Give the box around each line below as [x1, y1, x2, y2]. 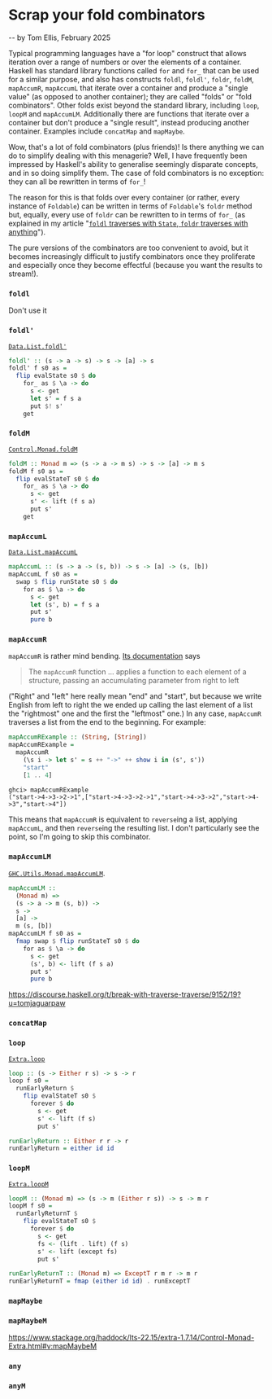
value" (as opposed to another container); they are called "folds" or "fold [8, 91, 252, 101]
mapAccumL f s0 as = [8, 570, 79, 578]
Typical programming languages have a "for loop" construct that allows [8, 48, 247, 58]
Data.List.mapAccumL [8, 548, 79, 557]
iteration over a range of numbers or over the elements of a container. [8, 57, 242, 67]
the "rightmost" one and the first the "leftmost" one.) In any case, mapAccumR [8, 708, 261, 718]
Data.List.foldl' [8, 342, 67, 351]
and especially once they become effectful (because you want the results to [8, 260, 263, 270]
